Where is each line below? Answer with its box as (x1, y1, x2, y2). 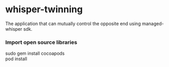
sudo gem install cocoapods (5, 50, 65, 57)
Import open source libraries (5, 38, 78, 46)
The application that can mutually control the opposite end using (5, 20, 141, 27)
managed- (142, 20, 164, 27)
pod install (5, 56, 27, 62)
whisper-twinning (5, 4, 83, 15)
